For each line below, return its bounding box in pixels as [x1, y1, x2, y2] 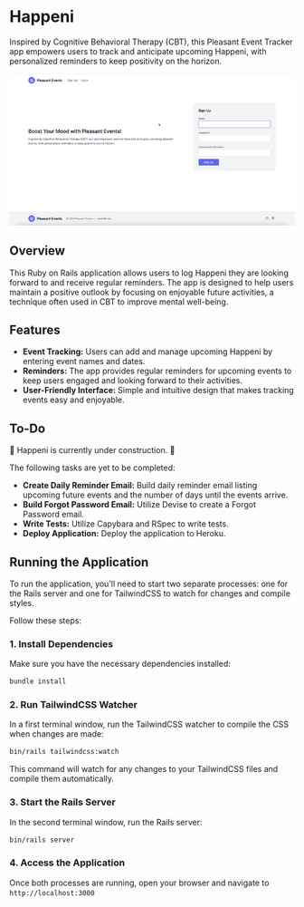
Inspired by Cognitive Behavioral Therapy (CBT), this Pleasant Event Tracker [9, 36, 293, 47]
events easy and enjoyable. [22, 394, 125, 405]
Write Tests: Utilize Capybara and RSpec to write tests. [22, 518, 229, 529]
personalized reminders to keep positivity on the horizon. [9, 55, 223, 66]
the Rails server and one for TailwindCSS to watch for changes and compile [9, 587, 291, 599]
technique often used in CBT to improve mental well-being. [9, 296, 229, 307]
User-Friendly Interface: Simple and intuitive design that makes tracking [22, 385, 294, 396]
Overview [9, 243, 66, 259]
